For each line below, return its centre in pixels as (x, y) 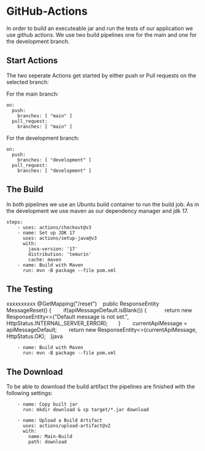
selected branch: (28, 82)
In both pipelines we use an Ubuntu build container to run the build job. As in (103, 204)
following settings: (30, 393)
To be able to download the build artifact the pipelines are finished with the (101, 387)
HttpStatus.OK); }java (35, 336)
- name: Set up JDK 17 (46, 233)
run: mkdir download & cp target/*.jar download (86, 410)
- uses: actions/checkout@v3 (54, 227)
